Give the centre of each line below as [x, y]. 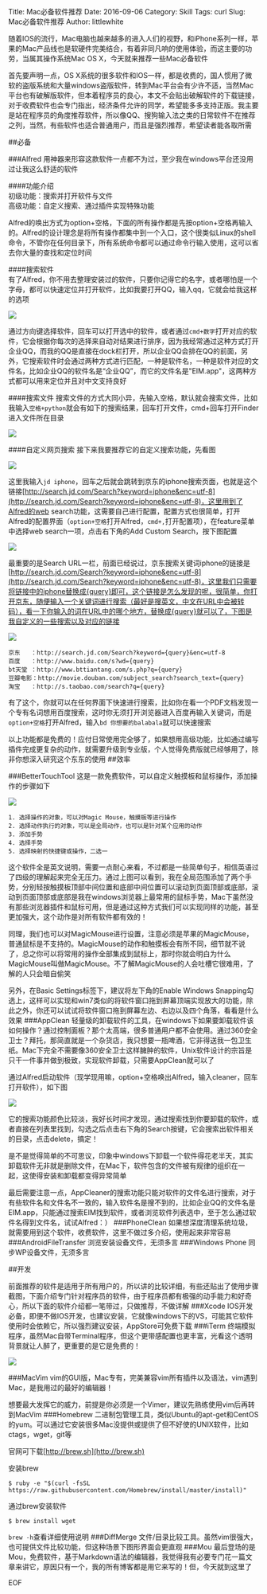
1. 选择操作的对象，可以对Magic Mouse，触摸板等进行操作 [93, 818]
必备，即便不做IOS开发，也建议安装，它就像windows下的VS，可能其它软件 [131, 1316]
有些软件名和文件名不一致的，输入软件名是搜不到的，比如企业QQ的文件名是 [132, 1202]
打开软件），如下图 [38, 1087]
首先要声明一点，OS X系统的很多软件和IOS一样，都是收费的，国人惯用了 [127, 75]
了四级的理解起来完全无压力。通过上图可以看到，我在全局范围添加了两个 [126, 877]
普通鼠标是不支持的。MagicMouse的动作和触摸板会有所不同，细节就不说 [127, 944]
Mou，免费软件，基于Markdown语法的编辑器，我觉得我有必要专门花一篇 [127, 1557]
